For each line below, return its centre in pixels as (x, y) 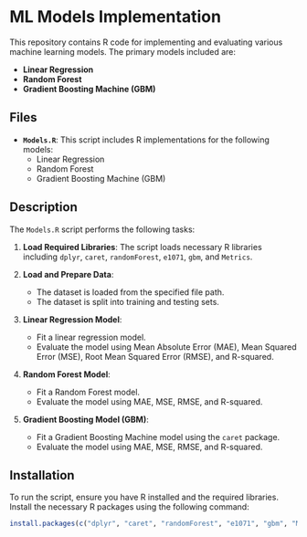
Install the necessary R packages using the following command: (129, 507)
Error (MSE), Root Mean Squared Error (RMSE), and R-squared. (155, 356)
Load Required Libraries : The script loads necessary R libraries (142, 247)
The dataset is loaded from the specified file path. (130, 292)
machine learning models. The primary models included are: (122, 51)
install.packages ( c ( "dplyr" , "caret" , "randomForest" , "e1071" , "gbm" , (148, 524)
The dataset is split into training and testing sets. (127, 301)
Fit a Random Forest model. (88, 392)
